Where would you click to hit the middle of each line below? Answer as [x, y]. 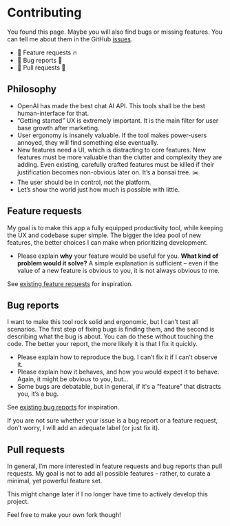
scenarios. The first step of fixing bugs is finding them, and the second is [111, 330]
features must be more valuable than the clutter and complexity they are [119, 157]
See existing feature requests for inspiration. [70, 283]
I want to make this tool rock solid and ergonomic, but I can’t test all [103, 322]
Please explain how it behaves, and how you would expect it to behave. [118, 372]
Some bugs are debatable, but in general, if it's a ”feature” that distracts [119, 387]
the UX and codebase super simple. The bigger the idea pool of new [104, 235]
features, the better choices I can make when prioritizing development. [107, 242]
